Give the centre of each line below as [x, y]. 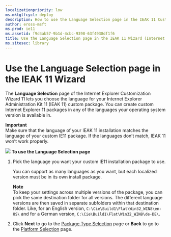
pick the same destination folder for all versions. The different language [88, 197]
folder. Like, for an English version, [49, 208]
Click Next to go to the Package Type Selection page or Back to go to [86, 223]
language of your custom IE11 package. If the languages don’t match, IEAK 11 [85, 136]
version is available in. [28, 115]
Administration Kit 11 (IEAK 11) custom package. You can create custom [80, 104]
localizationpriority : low [34, 10]
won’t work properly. [27, 141]
